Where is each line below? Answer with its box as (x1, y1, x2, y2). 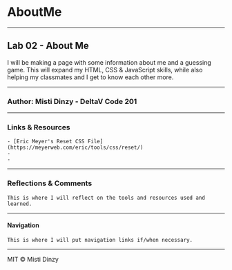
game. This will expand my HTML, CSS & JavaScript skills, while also (7, 65, 203, 74)
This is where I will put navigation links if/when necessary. (7, 236, 193, 243)
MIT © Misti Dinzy (7, 255, 59, 263)
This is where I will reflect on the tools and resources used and (7, 194, 206, 201)
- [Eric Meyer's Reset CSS (7, 138, 85, 145)
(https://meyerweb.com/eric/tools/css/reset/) (7, 144, 144, 152)
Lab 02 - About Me (7, 40, 90, 52)
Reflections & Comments (7, 178, 93, 188)
